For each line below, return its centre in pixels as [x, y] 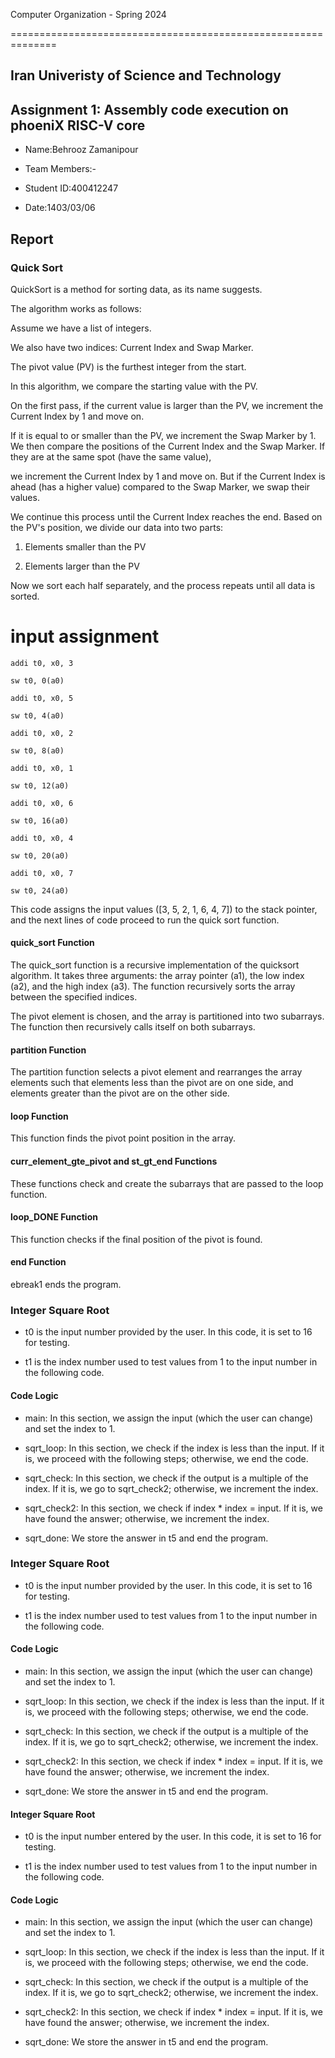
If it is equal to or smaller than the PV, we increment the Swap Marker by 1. [163, 435]
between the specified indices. [74, 997]
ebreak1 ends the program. [66, 1285]
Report [32, 239]
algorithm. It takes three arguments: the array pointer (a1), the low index [157, 976]
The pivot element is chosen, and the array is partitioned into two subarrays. [167, 1016]
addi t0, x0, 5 [42, 698]
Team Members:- [60, 169]
